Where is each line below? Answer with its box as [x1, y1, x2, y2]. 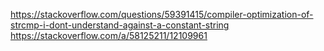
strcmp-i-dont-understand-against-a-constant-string [10, 19, 230, 31]
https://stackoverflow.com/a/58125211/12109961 [10, 30, 208, 41]
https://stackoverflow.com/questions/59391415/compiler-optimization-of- [10, 9, 314, 20]
